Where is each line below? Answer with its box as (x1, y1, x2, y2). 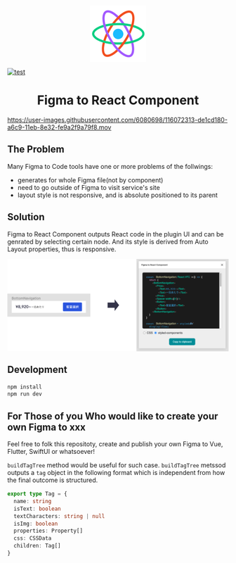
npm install (7, 383, 42, 391)
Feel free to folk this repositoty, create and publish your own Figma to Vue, (7, 440, 223, 448)
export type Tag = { (7, 491, 68, 498)
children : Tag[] (13, 543, 61, 550)
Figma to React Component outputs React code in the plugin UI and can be (7, 229, 224, 238)
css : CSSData (13, 535, 52, 542)
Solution (7, 211, 45, 223)
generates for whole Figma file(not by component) (17, 175, 164, 184)
